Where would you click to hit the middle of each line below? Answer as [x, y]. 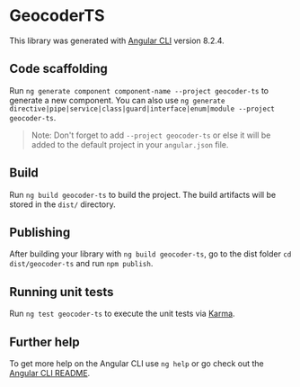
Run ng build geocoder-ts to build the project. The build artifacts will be [143, 194]
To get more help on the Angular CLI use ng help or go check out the [137, 364]
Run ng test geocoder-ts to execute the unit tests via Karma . [122, 314]
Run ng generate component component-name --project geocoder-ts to [139, 90]
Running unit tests [62, 292]
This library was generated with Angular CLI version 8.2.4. [117, 40]
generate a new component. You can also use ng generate [117, 100]
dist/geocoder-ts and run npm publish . [81, 264]
